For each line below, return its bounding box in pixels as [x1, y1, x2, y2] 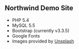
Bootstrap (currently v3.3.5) [12, 27, 70, 34]
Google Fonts [12, 33, 40, 39]
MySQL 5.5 [12, 22, 35, 28]
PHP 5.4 [12, 17, 30, 23]
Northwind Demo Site [5, 4, 73, 12]
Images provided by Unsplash [12, 38, 74, 44]
